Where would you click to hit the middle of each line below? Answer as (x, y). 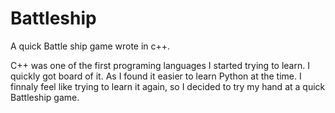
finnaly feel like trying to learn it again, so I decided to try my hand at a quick (168, 86)
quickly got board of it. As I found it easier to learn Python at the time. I (156, 76)
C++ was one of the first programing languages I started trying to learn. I (160, 65)
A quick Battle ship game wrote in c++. (90, 46)
